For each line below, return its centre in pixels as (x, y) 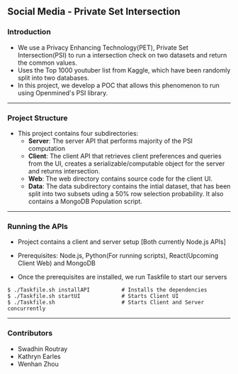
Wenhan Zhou (38, 364)
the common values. (47, 63)
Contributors (30, 333)
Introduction (29, 32)
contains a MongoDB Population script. (85, 201)
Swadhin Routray (42, 348)
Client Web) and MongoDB (56, 263)
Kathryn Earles (39, 356)
